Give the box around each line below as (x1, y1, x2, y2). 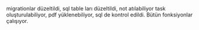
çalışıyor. (6, 18, 28, 24)
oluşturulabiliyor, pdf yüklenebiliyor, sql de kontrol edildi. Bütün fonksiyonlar (6, 11, 193, 18)
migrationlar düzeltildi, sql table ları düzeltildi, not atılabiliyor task (6, 5, 166, 12)
